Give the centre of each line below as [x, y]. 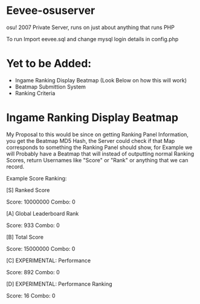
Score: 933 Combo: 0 [33, 225]
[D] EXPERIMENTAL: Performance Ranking [60, 284]
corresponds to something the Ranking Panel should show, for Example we [99, 147]
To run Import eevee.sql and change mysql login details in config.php [92, 39]
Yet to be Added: [49, 64]
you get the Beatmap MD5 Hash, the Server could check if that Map [91, 140]
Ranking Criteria [35, 93]
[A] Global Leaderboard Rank [43, 213]
